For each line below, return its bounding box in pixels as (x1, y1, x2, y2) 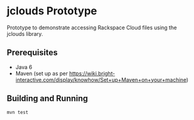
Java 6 (15, 63, 32, 70)
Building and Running (7, 94, 88, 104)
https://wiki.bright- (69, 70, 115, 77)
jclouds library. (7, 30, 44, 37)
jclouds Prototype (7, 4, 97, 18)
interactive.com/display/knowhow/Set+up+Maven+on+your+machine (15, 76, 187, 83)
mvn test (7, 109, 29, 115)
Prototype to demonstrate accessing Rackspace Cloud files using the (7, 24, 177, 31)
